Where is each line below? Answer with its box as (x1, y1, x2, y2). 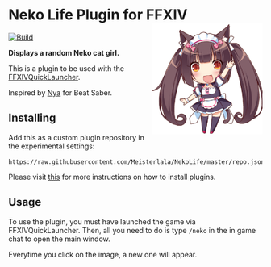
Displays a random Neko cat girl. (8, 48, 119, 57)
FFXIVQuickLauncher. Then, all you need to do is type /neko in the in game (8, 225, 256, 235)
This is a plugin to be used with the (8, 63, 125, 73)
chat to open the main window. (8, 234, 110, 244)
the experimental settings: (8, 141, 95, 151)
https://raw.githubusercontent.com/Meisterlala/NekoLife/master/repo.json (8, 157, 265, 166)
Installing (8, 111, 56, 125)
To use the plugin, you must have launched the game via (8, 216, 196, 227)
